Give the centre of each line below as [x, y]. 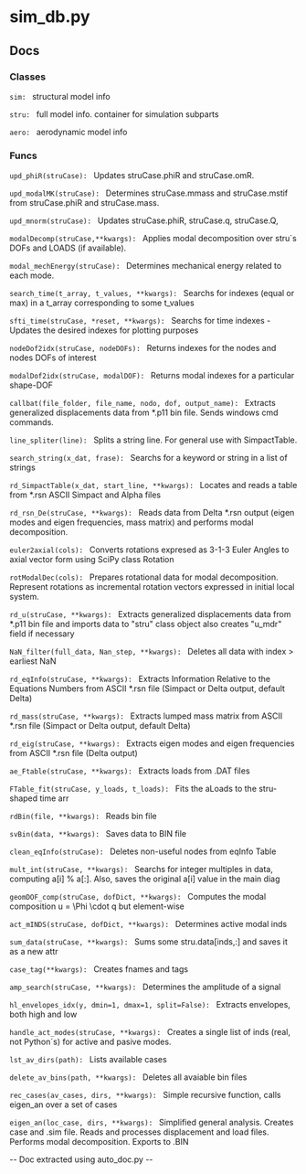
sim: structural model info [60, 96]
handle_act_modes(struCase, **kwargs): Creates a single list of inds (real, [150, 1032]
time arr [54, 798]
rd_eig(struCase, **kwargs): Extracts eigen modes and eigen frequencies [152, 743]
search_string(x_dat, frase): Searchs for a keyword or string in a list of [148, 458]
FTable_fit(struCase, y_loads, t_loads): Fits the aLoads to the [133, 789]
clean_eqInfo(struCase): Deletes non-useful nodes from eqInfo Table [143, 851]
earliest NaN [33, 661]
